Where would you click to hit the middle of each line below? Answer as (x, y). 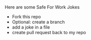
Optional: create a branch (38, 22)
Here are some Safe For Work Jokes (42, 7)
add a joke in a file (31, 27)
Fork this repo (26, 17)
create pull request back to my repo (49, 32)
